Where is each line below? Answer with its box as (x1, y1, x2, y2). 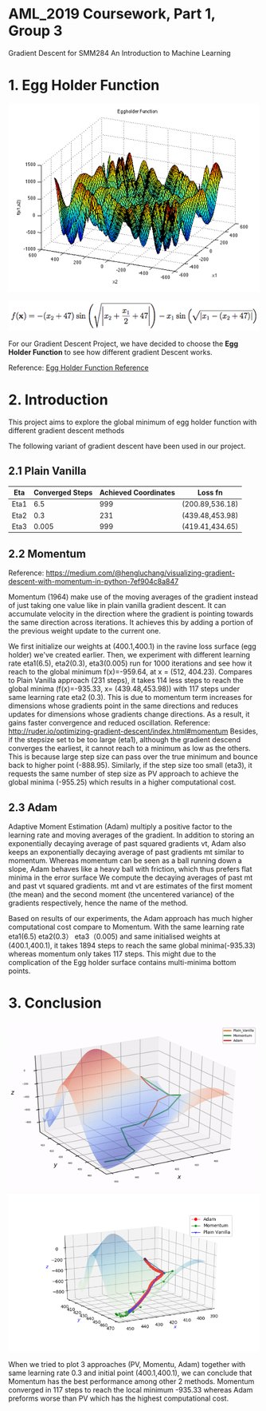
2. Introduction (8, 391, 109, 409)
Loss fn (198, 488, 223, 498)
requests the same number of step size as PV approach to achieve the (8, 769, 239, 779)
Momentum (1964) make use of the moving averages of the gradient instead (8, 592, 259, 602)
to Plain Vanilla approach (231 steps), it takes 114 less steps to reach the (8, 676, 244, 686)
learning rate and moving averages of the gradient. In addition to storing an (8, 830, 255, 840)
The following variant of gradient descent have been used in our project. (8, 441, 246, 451)
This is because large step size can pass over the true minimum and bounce (8, 752, 259, 761)
